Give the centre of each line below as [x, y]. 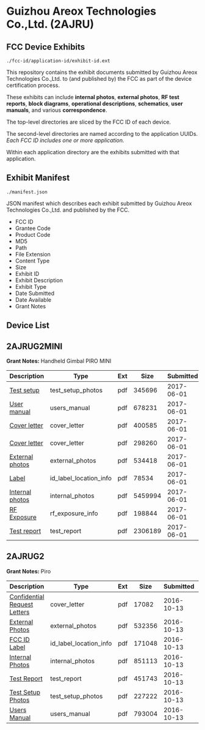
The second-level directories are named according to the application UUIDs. [102, 134]
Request [21, 604]
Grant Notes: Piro [29, 571]
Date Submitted [35, 293]
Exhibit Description [39, 280]
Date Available [33, 300]
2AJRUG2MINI [34, 346]
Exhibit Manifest [38, 178]
